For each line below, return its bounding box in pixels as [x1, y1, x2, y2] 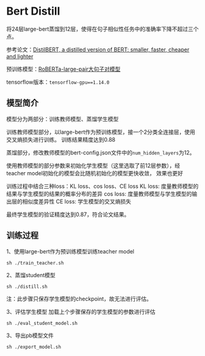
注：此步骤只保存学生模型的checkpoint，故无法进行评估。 [6, 295, 153, 302]
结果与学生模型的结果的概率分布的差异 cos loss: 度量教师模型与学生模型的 [6, 190, 192, 197]
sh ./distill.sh [6, 283, 48, 289]
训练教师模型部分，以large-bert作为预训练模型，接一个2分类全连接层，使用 [6, 128, 195, 136]
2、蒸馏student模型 [6, 271, 56, 278]
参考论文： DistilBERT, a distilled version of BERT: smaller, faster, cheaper [6, 46, 190, 53]
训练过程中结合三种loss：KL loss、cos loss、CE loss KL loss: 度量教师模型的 [6, 182, 199, 190]
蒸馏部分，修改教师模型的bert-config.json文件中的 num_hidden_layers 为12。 [6, 148, 195, 156]
